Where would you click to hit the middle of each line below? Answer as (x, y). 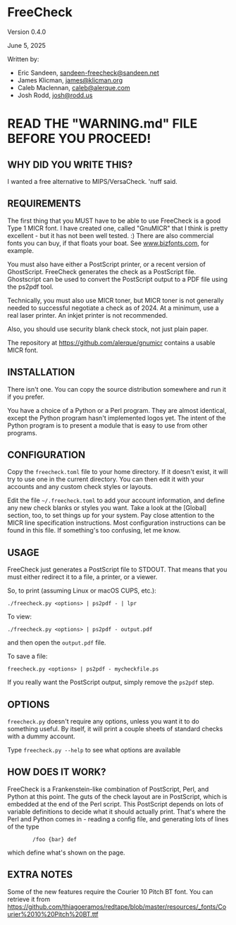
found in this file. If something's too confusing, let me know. (94, 530)
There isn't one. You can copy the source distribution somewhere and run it (117, 389)
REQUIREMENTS (44, 204)
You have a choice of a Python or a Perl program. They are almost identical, (117, 410)
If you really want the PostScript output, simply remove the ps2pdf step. (111, 682)
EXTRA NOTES (40, 875)
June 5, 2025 (26, 45)
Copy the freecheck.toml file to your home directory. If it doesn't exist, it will (118, 472)
